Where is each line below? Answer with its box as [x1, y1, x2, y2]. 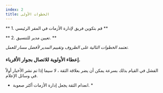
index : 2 [5, 7, 23, 12]
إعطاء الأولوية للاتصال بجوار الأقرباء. [5, 56, 81, 63]
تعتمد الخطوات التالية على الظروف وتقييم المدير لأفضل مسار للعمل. [5, 44, 129, 50]
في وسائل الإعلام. [5, 72, 38, 78]
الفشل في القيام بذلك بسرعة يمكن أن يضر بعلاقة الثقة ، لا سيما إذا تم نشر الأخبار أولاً [5, 67, 159, 73]
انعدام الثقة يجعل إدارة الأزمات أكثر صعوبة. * [12, 82, 93, 88]
